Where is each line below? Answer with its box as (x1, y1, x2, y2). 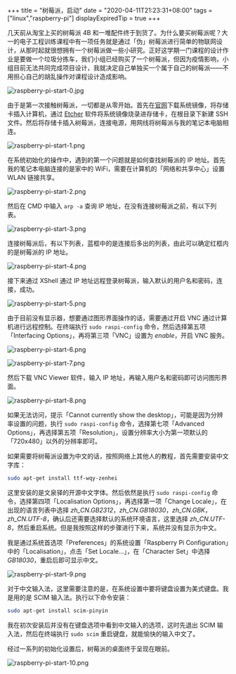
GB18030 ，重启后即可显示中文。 (7, 555, 102, 564)
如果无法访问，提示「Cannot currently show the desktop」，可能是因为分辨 (7, 411, 223, 419)
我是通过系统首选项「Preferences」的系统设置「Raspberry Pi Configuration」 (7, 538, 229, 546)
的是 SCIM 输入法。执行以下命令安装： (19, 593, 131, 602)
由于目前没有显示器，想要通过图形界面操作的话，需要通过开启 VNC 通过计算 (7, 314, 228, 322)
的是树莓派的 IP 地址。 (7, 248, 72, 256)
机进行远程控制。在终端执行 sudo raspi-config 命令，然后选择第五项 (7, 322, 206, 331)
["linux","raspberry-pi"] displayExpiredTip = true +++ (7, 14, 161, 22)
